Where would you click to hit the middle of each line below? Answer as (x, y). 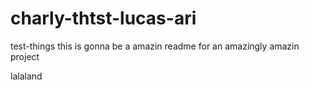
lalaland (26, 76)
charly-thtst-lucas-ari (103, 18)
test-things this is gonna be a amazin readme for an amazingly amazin (155, 46)
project (25, 56)
